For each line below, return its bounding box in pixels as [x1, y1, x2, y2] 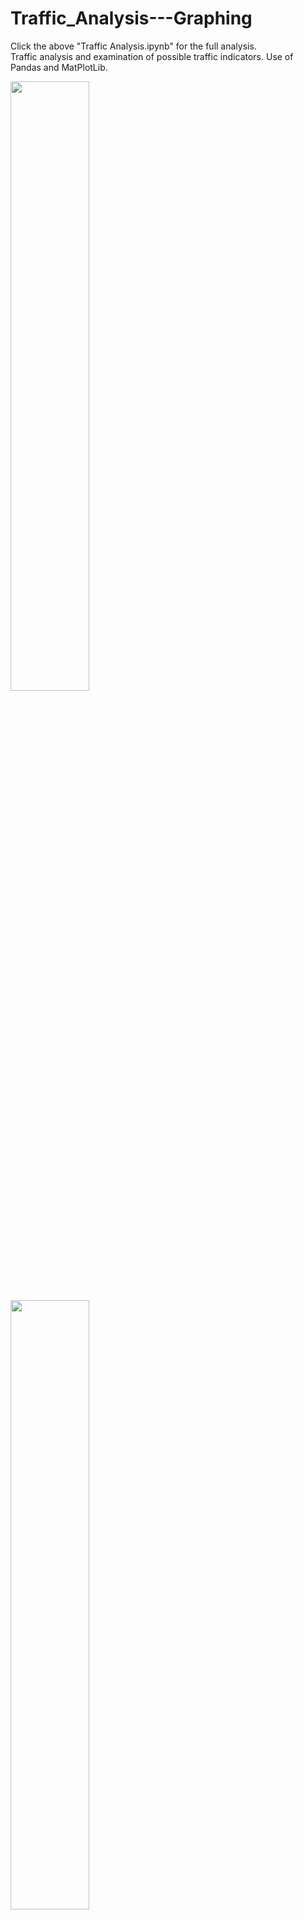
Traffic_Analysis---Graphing [10, 7, 253, 30]
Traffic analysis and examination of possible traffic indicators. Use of [10, 50, 294, 62]
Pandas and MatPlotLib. [10, 61, 108, 73]
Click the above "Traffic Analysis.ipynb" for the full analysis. [10, 40, 257, 52]
